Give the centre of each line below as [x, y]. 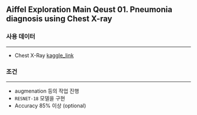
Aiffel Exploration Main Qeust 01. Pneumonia [89, 10]
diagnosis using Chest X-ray [59, 19]
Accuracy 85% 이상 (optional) [50, 106]
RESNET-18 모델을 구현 [40, 98]
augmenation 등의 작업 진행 [47, 91]
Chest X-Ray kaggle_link [44, 55]
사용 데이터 [21, 36]
